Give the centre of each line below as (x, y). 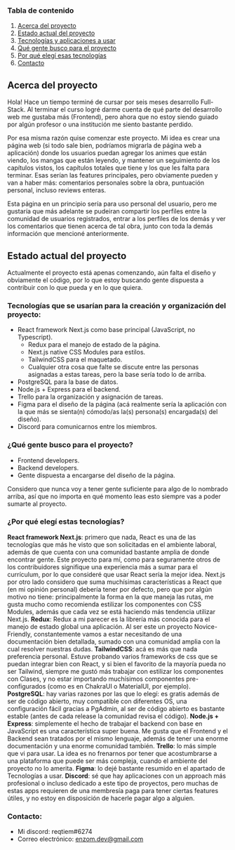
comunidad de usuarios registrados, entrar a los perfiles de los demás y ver (116, 219)
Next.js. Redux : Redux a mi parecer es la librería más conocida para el (109, 619)
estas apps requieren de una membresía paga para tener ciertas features (113, 790)
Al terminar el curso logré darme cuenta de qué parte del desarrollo (125, 109)
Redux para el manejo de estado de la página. (94, 345)
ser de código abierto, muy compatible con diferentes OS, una (97, 701)
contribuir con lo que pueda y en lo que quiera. (75, 287)
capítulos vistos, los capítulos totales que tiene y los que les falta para (108, 168)
